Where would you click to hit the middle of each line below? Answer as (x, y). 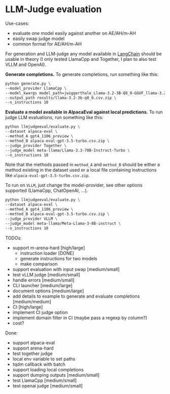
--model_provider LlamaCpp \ (36, 88)
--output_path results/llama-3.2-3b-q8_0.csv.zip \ (61, 98)
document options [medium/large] (48, 291)
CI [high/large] (28, 307)
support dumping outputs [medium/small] (56, 375)
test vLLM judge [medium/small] (46, 274)
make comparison (39, 264)
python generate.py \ (28, 84)
